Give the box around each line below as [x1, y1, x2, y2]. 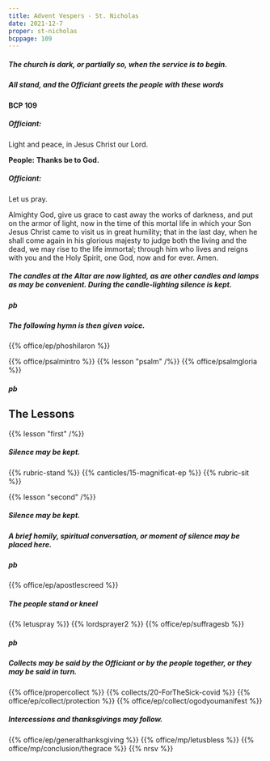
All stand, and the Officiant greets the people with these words [8, 80, 224, 90]
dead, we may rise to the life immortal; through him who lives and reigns [8, 244, 249, 253]
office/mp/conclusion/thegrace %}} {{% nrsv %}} [8, 743, 174, 753]
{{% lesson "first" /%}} [8, 428, 85, 438]
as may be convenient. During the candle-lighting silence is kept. [8, 280, 233, 290]
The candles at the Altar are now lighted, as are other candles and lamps [8, 271, 259, 281]
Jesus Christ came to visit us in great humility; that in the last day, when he [8, 227, 258, 236]
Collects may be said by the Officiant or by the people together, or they [8, 658, 252, 668]
